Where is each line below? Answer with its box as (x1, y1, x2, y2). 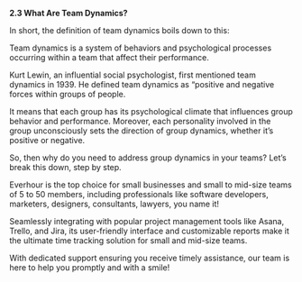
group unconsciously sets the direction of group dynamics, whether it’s (9, 125, 274, 136)
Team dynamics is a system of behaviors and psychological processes (9, 42, 272, 53)
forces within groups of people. (9, 89, 126, 99)
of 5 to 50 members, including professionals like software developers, (9, 189, 269, 199)
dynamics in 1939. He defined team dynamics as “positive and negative (9, 79, 275, 89)
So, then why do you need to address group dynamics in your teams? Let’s (9, 152, 287, 163)
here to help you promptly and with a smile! (9, 262, 170, 273)
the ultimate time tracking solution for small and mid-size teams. (9, 235, 248, 246)
